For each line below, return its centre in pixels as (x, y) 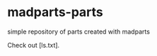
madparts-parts (56, 12)
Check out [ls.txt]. (34, 45)
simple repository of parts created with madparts (79, 31)
